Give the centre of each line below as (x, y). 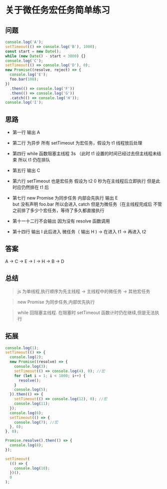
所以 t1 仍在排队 (34, 160)
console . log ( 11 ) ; (32, 403)
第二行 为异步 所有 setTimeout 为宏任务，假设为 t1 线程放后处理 (77, 143)
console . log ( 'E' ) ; (29, 75)
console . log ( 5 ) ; (31, 390)
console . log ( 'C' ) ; (24, 60)
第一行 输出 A (26, 132)
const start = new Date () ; (33, 51)
